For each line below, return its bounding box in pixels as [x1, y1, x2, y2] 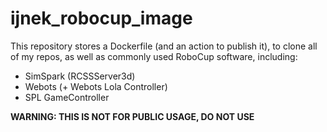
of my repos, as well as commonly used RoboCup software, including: [10, 50, 298, 62]
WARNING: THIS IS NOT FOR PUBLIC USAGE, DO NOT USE [10, 110, 255, 122]
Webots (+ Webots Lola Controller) [24, 80, 168, 92]
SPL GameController [24, 91, 110, 103]
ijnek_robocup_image [10, 7, 193, 30]
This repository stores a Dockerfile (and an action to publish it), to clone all [10, 40, 318, 52]
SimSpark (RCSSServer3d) [24, 70, 136, 82]
